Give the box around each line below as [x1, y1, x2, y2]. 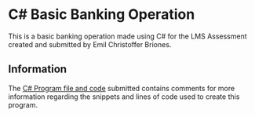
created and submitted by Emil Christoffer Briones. [8, 39, 172, 49]
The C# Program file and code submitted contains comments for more [8, 83, 235, 93]
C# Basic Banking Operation [8, 5, 195, 24]
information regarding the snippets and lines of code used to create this [8, 92, 240, 101]
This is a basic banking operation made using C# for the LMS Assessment [8, 31, 247, 41]
